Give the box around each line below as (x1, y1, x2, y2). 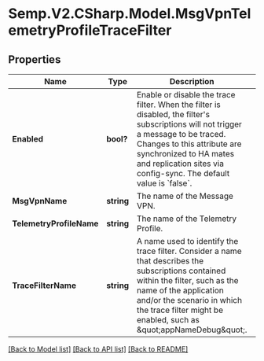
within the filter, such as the (136, 275, 239, 285)
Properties (8, 53, 61, 66)
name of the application (136, 285, 224, 296)
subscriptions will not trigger (136, 119, 242, 130)
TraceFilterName (12, 280, 77, 291)
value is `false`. (136, 178, 192, 189)
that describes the (136, 256, 204, 266)
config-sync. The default (136, 168, 230, 179)
